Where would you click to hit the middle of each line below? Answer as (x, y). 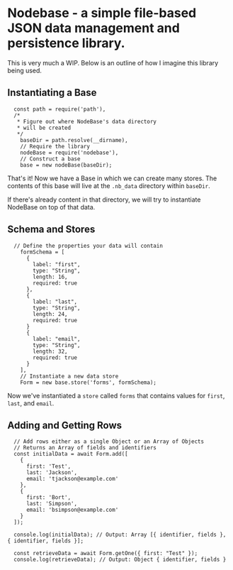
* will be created (44, 128)
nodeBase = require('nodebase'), (69, 153)
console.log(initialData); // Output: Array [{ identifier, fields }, (120, 535)
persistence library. (66, 43)
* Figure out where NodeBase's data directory (87, 121)
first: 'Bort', (49, 498)
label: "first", (57, 264)
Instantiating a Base (52, 93)
